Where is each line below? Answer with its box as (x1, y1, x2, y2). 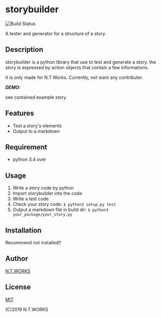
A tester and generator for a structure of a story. (5, 30, 106, 36)
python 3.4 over (12, 156, 47, 162)
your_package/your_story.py (12, 212, 72, 217)
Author (5, 255, 28, 263)
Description (5, 45, 43, 54)
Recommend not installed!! (5, 240, 62, 245)
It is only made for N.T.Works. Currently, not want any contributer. (5, 74, 144, 80)
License (5, 283, 31, 291)
